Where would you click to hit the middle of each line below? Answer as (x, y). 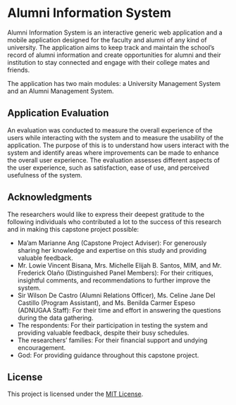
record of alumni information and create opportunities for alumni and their (114, 55)
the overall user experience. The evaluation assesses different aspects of (114, 160)
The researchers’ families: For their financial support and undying (112, 340)
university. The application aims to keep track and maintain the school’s (111, 47)
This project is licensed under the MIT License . (75, 394)
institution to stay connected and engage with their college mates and (108, 62)
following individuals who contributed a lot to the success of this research (114, 222)
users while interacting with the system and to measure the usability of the (116, 137)
